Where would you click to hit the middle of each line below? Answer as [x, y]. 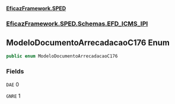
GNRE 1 [13, 96]
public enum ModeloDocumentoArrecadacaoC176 [62, 56]
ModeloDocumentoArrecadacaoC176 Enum [88, 42]
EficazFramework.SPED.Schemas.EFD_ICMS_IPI [77, 24]
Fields [15, 71]
